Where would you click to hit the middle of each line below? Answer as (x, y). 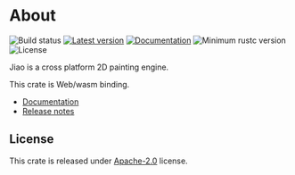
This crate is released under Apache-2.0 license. (99, 161)
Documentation (50, 101)
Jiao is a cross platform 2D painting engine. (89, 67)
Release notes (48, 111)
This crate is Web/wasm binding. (70, 84)
